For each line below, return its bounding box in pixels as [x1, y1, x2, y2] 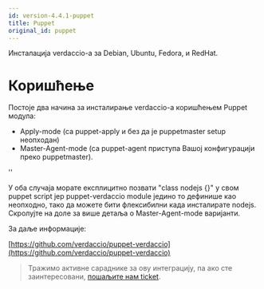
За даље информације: [8, 224, 86, 234]
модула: [8, 111, 36, 121]
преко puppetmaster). [19, 152, 93, 162]
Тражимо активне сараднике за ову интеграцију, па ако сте [27, 263, 233, 273]
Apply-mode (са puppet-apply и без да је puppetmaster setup [19, 127, 226, 137]
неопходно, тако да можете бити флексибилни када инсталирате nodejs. [8, 200, 257, 210]
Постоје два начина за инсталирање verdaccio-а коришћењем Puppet [8, 103, 248, 113]
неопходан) [19, 135, 60, 144]
